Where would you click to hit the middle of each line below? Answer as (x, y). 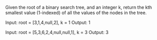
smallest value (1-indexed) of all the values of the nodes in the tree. (76, 13)
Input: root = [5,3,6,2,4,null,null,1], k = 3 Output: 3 (57, 32)
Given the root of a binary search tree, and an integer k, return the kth (79, 7)
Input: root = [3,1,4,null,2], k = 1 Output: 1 (48, 23)
